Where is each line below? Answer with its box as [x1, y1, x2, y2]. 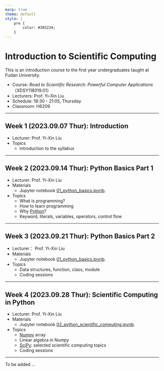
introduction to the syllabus [19, 145, 75, 151]
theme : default [5, 12, 36, 17]
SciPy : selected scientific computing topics [19, 342, 106, 348]
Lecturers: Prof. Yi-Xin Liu [12, 93, 64, 99]
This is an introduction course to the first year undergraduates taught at [5, 67, 149, 73]
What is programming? [19, 198, 65, 204]
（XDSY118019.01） [12, 87, 52, 93]
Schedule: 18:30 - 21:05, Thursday [12, 98, 82, 104]
